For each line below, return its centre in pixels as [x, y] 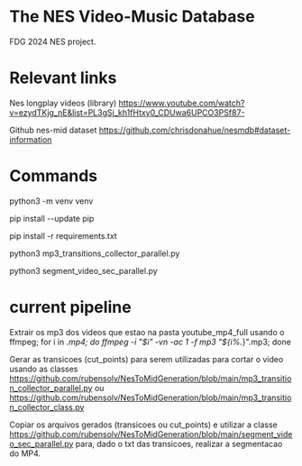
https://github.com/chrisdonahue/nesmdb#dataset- [195, 130]
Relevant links [63, 78]
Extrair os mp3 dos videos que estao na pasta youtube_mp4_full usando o [147, 332]
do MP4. [25, 453]
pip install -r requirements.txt [63, 235]
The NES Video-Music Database [132, 17]
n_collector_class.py [47, 407]
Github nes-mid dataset [53, 130]
